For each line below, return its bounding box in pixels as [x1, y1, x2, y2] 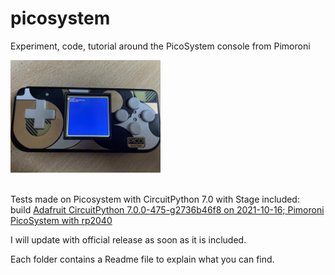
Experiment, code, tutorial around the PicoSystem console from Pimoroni [10, 40, 311, 52]
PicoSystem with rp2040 [10, 214, 113, 226]
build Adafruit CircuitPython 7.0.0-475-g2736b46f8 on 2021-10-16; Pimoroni [10, 203, 325, 216]
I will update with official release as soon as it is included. [10, 233, 247, 246]
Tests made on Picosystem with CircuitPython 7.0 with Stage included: [10, 193, 300, 205]
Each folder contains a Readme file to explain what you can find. [10, 253, 275, 265]
